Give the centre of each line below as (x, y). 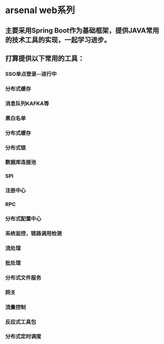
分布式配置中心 (23, 219)
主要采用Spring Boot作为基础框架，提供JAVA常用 (82, 30)
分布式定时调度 (23, 336)
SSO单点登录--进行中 (31, 74)
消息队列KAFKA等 (27, 103)
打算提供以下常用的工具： (45, 58)
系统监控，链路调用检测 (33, 234)
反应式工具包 (21, 322)
